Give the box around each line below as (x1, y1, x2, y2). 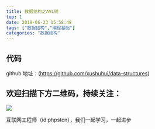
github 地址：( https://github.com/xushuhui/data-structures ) (6, 69, 150, 76)
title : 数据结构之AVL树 (6, 8, 58, 15)
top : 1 (6, 14, 22, 20)
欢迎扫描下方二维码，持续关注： (6, 89, 122, 99)
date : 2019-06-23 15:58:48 (6, 19, 72, 25)
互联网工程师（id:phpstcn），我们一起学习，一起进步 (6, 116, 132, 123)
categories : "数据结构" (6, 30, 60, 36)
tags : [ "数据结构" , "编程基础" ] (6, 25, 75, 31)
